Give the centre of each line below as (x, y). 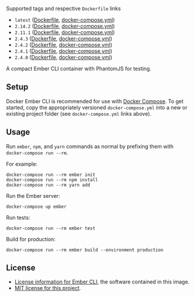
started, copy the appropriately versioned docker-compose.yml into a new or (97, 107)
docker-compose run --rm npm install (52, 180)
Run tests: (18, 217)
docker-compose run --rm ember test (51, 228)
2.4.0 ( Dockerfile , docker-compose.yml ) (63, 57)
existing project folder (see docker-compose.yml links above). (79, 113)
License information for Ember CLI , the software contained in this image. (102, 282)
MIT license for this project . (48, 288)
